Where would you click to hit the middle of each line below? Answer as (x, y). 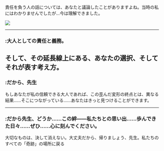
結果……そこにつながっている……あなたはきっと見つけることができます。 (78, 100)
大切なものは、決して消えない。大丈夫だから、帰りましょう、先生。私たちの (82, 137)
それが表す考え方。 (34, 67)
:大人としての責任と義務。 (36, 41)
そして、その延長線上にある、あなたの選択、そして (82, 58)
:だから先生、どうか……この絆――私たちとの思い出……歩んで (78, 119)
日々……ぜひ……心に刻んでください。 (55, 126)
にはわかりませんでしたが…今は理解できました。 (54, 13)
